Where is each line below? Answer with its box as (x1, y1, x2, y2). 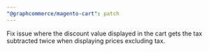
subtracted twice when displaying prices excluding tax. (6, 36, 166, 45)
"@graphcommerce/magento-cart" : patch (6, 10, 120, 17)
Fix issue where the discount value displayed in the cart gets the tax (6, 29, 203, 37)
